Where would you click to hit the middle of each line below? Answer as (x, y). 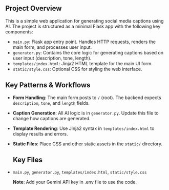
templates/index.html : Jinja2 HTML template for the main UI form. (82, 63)
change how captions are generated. (51, 118)
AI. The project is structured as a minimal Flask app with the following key (83, 26)
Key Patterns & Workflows (48, 85)
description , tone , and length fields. (51, 103)
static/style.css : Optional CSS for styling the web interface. (77, 69)
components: (19, 32)
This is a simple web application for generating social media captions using (84, 21)
